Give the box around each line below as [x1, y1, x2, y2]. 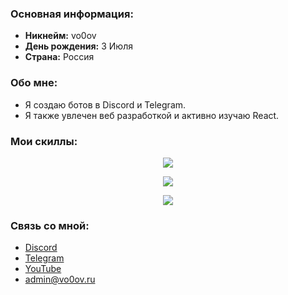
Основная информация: [10, 7, 134, 21]
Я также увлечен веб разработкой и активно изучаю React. [24, 109, 280, 121]
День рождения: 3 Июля [24, 40, 133, 52]
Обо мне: [10, 76, 58, 90]
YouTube [24, 263, 62, 275]
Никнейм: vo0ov [24, 30, 97, 42]
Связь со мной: [10, 218, 90, 232]
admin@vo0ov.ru [24, 273, 96, 286]
